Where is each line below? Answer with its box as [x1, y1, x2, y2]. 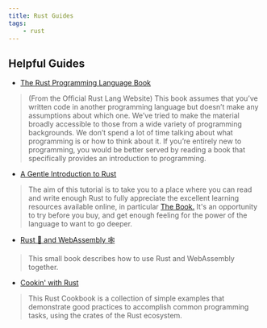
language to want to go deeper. [27, 219, 133, 229]
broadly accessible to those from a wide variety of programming [27, 119, 242, 129]
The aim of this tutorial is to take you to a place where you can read [27, 185, 252, 194]
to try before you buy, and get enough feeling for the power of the [27, 210, 248, 220]
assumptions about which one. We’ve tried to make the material [27, 110, 240, 121]
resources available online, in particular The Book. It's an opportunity [27, 202, 258, 212]
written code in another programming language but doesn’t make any [27, 102, 259, 112]
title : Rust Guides [8, 11, 74, 20]
